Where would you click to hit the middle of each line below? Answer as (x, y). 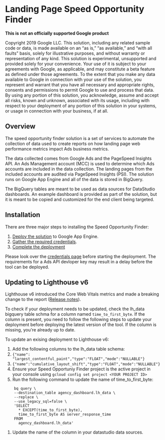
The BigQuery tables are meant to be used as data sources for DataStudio (80, 189)
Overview (20, 127)
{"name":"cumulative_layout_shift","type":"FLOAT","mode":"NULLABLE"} (86, 364)
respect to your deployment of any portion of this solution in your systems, (81, 106)
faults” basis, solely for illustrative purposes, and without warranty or (75, 53)
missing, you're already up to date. (40, 330)
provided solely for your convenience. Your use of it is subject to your (76, 64)
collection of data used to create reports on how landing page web (73, 144)
